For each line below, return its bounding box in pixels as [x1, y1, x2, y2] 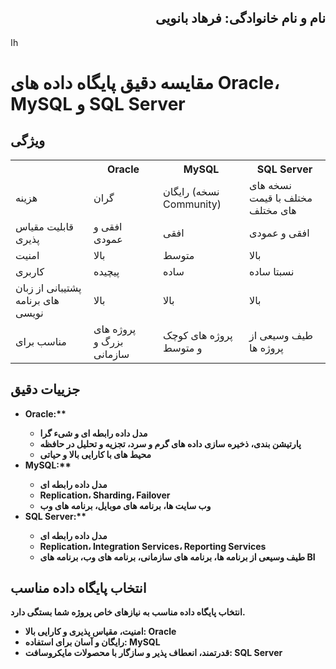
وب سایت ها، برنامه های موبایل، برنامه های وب [39, 499, 212, 511]
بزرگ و [93, 334, 124, 348]
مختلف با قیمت [249, 191, 313, 205]
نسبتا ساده [249, 264, 295, 278]
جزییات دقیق [10, 381, 81, 398]
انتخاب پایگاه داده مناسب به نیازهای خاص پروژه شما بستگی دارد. [10, 606, 246, 618]
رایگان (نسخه [163, 184, 220, 198]
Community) [163, 197, 222, 211]
